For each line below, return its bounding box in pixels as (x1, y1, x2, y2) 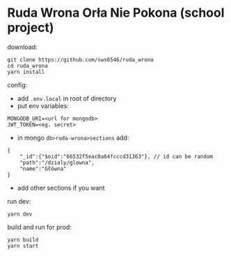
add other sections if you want (17, 183, 105, 192)
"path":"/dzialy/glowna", (19, 159, 95, 166)
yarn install (7, 68, 45, 75)
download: (7, 43, 38, 51)
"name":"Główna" (19, 165, 67, 172)
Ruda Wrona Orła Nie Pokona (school (7, 5, 225, 21)
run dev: (7, 197, 31, 205)
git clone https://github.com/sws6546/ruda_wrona (7, 56, 154, 63)
